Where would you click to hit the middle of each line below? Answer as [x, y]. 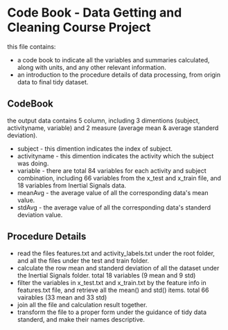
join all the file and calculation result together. [82, 304]
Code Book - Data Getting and [95, 13]
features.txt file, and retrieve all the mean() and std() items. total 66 [113, 290]
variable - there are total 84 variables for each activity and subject [112, 170]
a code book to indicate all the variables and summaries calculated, [113, 59]
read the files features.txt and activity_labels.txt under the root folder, [116, 253]
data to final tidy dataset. [53, 82]
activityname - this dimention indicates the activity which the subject [115, 156]
